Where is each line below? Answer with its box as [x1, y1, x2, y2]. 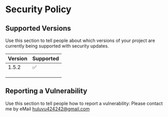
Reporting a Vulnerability [5, 87, 87, 96]
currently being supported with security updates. [5, 43, 109, 49]
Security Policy [5, 4, 72, 15]
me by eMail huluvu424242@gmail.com [5, 106, 90, 112]
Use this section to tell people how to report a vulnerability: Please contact [5, 100, 163, 106]
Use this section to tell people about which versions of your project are [5, 37, 155, 43]
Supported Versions [5, 24, 71, 33]
